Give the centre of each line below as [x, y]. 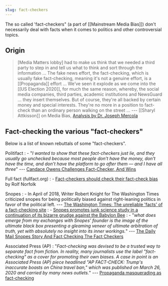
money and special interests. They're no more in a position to [80, 105]
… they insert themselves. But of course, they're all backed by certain [89, 100]
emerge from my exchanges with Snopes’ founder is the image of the [77, 220]
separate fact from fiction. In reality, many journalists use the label [74, 251]
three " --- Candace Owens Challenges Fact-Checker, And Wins [71, 169]
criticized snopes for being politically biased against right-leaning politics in [83, 199]
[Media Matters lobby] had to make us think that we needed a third [86, 63]
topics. [12, 35]
